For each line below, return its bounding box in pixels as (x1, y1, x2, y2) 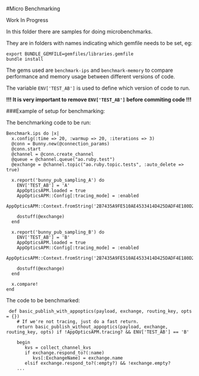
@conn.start (11, 146, 41, 152)
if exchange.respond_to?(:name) (24, 350, 105, 356)
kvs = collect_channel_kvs (24, 345, 92, 350)
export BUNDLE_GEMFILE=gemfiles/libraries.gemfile (6, 51, 134, 57)
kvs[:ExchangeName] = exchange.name (32, 355, 123, 361)
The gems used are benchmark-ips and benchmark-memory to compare (6, 67, 174, 74)
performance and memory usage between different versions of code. (6, 73, 175, 80)
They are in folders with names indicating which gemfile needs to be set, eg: (6, 40, 192, 46)
